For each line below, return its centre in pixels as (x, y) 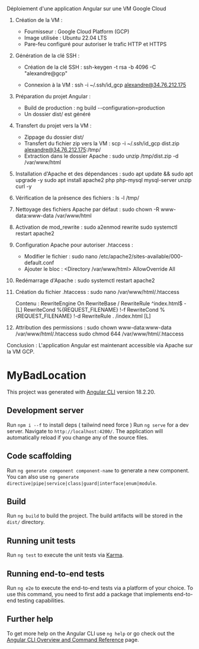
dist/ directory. (26, 522)
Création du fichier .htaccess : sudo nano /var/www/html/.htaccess (97, 292)
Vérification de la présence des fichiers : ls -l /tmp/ (77, 198)
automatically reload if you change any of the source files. (78, 437)
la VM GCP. (21, 351)
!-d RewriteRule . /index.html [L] (112, 316)
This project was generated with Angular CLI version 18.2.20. (81, 392)
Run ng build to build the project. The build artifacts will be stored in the (95, 516)
